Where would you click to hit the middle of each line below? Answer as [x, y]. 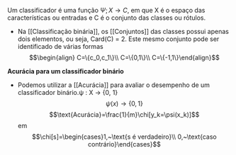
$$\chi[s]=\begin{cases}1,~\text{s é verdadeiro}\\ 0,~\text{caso [124, 137]
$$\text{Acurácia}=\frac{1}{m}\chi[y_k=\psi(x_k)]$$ [124, 115]
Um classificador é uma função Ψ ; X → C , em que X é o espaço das [106, 10]
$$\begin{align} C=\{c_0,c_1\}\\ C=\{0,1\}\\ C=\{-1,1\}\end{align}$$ [124, 57]
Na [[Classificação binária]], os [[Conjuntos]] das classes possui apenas [123, 31]
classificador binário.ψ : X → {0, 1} [68, 92]
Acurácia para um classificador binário [66, 71]
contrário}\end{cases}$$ [124, 144]
